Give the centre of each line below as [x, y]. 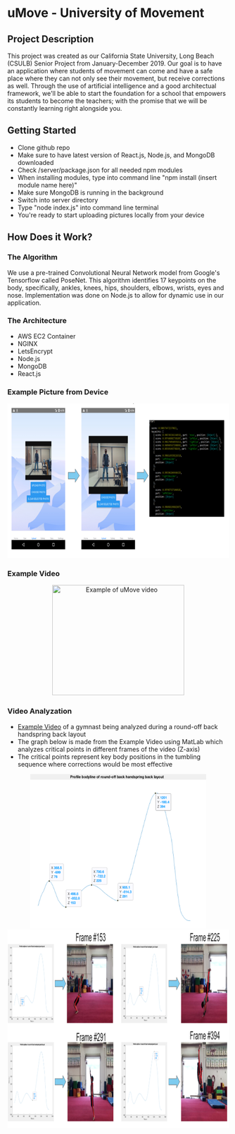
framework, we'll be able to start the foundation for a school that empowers [117, 93]
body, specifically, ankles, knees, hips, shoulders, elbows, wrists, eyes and [116, 288]
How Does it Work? [50, 237]
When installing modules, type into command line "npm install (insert [117, 177]
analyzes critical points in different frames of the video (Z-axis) [109, 749]
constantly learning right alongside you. [65, 108]
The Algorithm [33, 257]
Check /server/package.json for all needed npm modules [100, 170]
